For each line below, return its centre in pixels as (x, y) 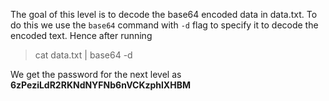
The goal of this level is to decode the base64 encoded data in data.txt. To (164, 14)
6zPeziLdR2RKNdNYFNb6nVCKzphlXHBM (100, 85)
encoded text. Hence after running (81, 35)
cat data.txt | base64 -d (83, 55)
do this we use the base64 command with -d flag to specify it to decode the (164, 25)
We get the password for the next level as (96, 74)
